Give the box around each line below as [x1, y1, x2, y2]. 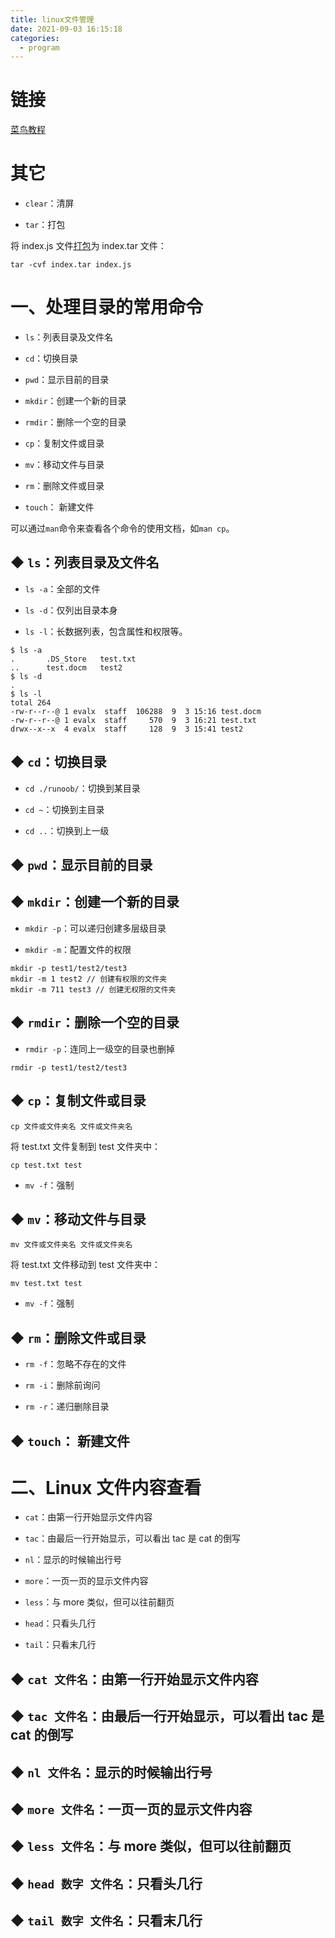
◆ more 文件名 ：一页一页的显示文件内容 [10, 1801, 253, 1818]
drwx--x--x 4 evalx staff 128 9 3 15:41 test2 [10, 724, 244, 734]
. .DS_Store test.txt [10, 654, 137, 664]
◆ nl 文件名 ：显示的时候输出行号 [10, 1764, 213, 1781]
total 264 [10, 697, 52, 708]
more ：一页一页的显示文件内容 [24, 1575, 149, 1587]
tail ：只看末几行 [24, 1639, 97, 1651]
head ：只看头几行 [24, 1617, 97, 1630]
